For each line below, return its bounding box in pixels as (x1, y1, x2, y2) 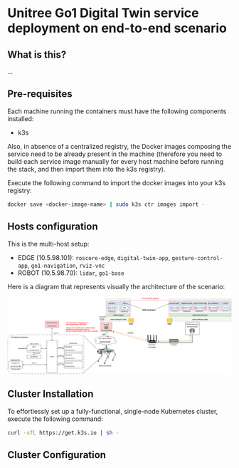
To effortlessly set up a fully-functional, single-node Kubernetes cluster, (7, 407, 218, 415)
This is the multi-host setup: (7, 239, 90, 248)
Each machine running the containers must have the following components (7, 107, 227, 115)
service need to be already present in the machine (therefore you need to (7, 150, 223, 158)
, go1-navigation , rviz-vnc (27, 261, 105, 269)
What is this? (7, 48, 67, 61)
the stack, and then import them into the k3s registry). (7, 165, 166, 173)
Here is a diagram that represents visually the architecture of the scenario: (7, 282, 225, 291)
